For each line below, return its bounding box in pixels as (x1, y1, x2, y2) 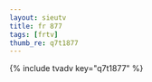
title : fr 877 (9, 22, 63, 31)
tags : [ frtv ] (9, 30, 59, 39)
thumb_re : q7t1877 (9, 38, 79, 48)
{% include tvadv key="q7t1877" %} (9, 63, 144, 74)
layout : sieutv (9, 13, 67, 23)
